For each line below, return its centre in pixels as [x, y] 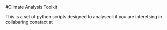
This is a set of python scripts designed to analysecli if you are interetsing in [84, 17]
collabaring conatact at [29, 22]
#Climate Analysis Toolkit [31, 7]
